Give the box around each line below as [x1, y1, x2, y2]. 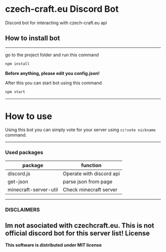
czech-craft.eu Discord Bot [5, 3, 119, 15]
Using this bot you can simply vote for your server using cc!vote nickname [5, 127, 156, 133]
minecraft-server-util [7, 186, 58, 193]
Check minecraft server [62, 186, 118, 193]
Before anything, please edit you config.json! [5, 70, 100, 76]
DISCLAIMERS [5, 206, 40, 213]
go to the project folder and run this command [5, 52, 99, 58]
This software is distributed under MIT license [5, 242, 102, 248]
